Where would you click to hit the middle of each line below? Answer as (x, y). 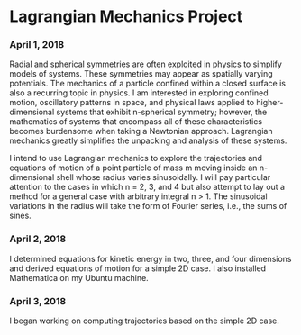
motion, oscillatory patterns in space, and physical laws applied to (132, 103)
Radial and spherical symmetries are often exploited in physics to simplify (146, 64)
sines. (20, 216)
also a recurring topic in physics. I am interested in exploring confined (139, 93)
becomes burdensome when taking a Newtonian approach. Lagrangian (141, 131)
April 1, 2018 (37, 45)
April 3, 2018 (38, 301)
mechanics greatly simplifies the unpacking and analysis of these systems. (148, 140)
